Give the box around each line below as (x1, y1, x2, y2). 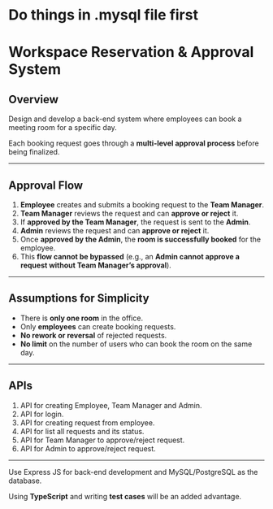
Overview (8, 92, 59, 107)
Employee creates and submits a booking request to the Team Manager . (19, 200, 265, 209)
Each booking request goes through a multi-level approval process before (8, 138, 259, 148)
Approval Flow (8, 178, 84, 192)
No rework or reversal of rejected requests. (19, 330, 167, 340)
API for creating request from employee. (19, 417, 155, 428)
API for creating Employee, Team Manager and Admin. (19, 400, 202, 410)
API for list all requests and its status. (19, 426, 145, 436)
